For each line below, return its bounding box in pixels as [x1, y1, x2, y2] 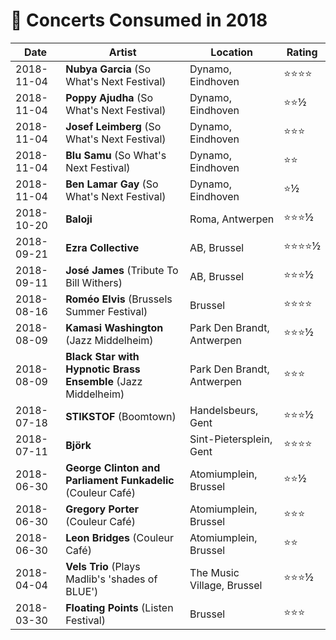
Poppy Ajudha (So [65, 90, 154, 104]
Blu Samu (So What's [65, 148, 167, 162]
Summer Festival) [65, 304, 148, 318]
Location [210, 45, 254, 59]
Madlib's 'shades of [65, 572, 158, 586]
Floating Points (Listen [65, 600, 174, 614]
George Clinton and [65, 460, 161, 474]
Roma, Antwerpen [189, 212, 275, 226]
